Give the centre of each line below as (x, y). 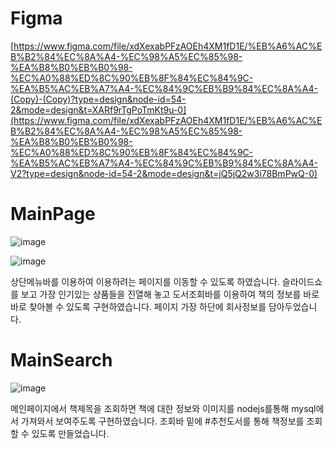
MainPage (53, 214)
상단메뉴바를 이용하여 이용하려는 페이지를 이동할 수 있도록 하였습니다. (145, 281)
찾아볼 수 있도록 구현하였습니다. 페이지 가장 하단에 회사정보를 (147, 306)
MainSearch (61, 360)
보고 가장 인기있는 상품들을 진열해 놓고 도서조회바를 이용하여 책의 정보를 (161, 294)
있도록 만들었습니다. (70, 433)
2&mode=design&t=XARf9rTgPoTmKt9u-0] (98, 109)
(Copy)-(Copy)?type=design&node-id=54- (98, 99)
